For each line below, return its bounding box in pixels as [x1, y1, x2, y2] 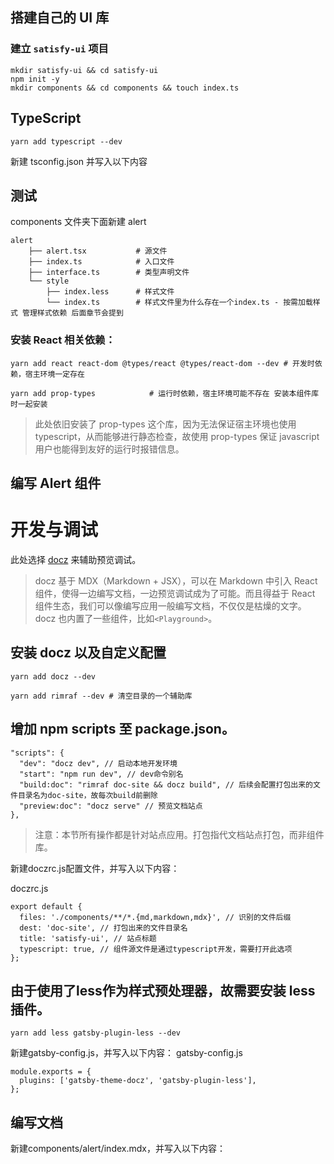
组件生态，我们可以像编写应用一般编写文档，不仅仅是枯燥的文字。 [34, 599, 307, 612]
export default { [10, 901, 83, 912]
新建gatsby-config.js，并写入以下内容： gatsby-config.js [10, 1047, 243, 1059]
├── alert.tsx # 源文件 [28, 246, 168, 257]
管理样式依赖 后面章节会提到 [22, 308, 124, 318]
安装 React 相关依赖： [10, 333, 116, 347]
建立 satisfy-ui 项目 [10, 42, 109, 56]
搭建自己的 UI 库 [10, 9, 110, 27]
